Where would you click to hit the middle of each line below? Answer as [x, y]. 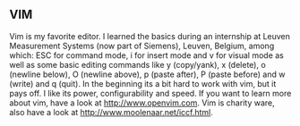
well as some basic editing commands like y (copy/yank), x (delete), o [137, 64]
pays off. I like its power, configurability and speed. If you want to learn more [150, 93]
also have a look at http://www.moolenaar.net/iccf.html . [111, 112]
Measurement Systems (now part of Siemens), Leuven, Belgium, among [142, 46]
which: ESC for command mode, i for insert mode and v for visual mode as [147, 55]
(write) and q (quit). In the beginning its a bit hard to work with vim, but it [143, 83]
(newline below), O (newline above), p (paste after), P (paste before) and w [147, 74]
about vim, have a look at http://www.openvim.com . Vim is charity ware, [142, 103]
